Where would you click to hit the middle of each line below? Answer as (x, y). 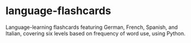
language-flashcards (59, 11)
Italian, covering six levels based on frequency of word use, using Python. (96, 33)
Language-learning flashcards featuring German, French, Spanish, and (92, 27)
